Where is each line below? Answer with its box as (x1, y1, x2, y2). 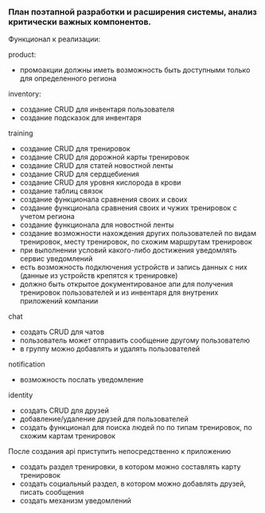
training (8, 128, 33, 138)
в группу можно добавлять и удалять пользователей (19, 344, 201, 354)
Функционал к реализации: (8, 34, 101, 44)
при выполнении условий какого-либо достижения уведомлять (19, 245, 237, 255)
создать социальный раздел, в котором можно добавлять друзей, (19, 479, 247, 488)
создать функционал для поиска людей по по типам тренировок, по (19, 423, 252, 433)
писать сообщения (19, 488, 84, 497)
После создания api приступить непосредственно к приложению (8, 447, 232, 456)
